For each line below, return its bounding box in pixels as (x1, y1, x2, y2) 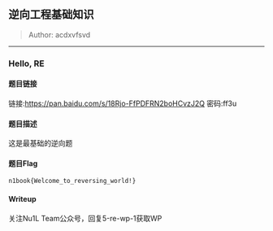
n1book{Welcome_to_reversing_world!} (8, 177, 136, 185)
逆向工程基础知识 (8, 7, 94, 22)
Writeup (8, 194, 37, 203)
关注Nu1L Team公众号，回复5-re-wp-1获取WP (8, 213, 162, 223)
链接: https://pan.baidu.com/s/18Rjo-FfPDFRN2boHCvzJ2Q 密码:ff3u (8, 98, 237, 108)
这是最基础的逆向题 (8, 138, 73, 148)
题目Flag (8, 158, 38, 168)
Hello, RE (8, 58, 45, 69)
